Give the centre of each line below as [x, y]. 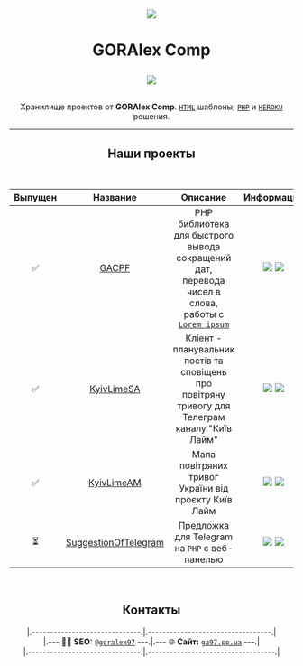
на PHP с [192, 548]
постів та [203, 361]
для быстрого [204, 235]
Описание [204, 197]
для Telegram [203, 537]
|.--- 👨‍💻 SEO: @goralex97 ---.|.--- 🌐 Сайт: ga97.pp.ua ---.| [151, 642]
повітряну [203, 394]
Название [115, 197]
